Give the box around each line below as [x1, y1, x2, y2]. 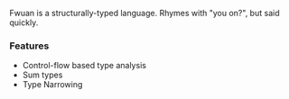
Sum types [22, 69, 63, 80]
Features [9, 40, 50, 52]
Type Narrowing [22, 79, 83, 90]
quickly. [9, 17, 39, 28]
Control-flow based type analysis [22, 60, 147, 71]
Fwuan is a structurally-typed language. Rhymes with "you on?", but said [9, 8, 280, 18]
